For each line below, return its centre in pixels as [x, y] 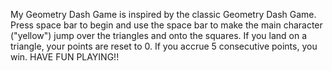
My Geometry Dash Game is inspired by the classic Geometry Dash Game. [163, 14]
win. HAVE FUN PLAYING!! [65, 57]
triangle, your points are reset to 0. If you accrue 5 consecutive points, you [164, 46]
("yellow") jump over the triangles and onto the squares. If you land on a [159, 35]
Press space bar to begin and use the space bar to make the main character [166, 25]
